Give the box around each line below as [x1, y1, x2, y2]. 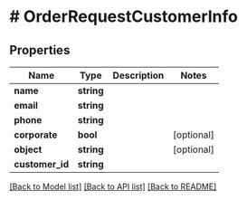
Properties [9, 43, 71, 58]
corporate [14, 129, 58, 141]
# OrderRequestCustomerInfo [9, 6, 238, 27]
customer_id [14, 158, 70, 170]
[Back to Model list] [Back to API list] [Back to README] [9, 181, 217, 192]
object [14, 143, 43, 156]
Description [112, 70, 165, 81]
